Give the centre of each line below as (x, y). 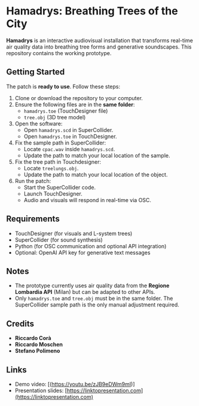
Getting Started (36, 72)
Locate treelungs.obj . (51, 168)
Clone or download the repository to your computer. (79, 98)
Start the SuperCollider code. (60, 187)
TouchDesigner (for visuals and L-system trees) (74, 233)
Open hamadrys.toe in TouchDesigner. (71, 136)
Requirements (33, 219)
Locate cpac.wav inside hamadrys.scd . (69, 149)
